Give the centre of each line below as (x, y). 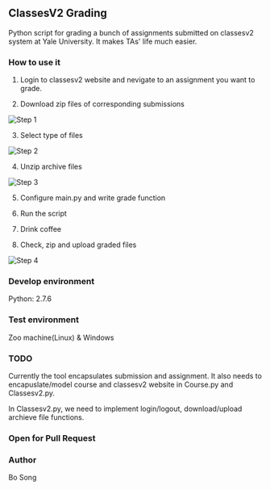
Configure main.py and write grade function (93, 198)
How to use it (34, 62)
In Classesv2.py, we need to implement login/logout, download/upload (125, 408)
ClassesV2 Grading (58, 13)
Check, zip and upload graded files (78, 245)
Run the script (43, 214)
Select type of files (51, 136)
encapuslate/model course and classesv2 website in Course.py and (121, 384)
